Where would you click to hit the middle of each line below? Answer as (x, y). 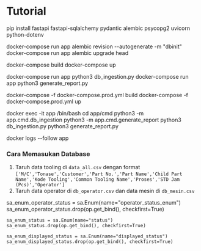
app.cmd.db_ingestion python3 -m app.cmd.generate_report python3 (94, 120)
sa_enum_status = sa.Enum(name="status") (60, 220)
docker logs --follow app (38, 138)
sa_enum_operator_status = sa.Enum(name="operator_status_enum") (94, 203)
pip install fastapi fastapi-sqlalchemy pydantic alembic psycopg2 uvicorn (98, 28)
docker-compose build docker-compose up (61, 65)
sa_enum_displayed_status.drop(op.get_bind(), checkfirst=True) (90, 242)
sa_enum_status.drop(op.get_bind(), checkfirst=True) (76, 226)
